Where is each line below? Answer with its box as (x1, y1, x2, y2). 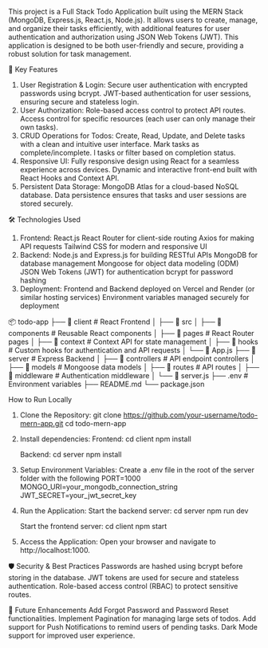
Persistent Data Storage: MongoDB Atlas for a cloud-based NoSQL (19, 182, 239, 191)
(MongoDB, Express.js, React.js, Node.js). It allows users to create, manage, (8, 15, 258, 25)
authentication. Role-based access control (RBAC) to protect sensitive (8, 582, 238, 591)
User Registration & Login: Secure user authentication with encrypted (19, 80, 248, 89)
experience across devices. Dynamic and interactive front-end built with (19, 165, 258, 174)
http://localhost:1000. (19, 546, 90, 555)
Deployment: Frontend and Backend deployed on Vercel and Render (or (19, 284, 255, 294)
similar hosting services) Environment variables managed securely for (19, 293, 250, 302)
